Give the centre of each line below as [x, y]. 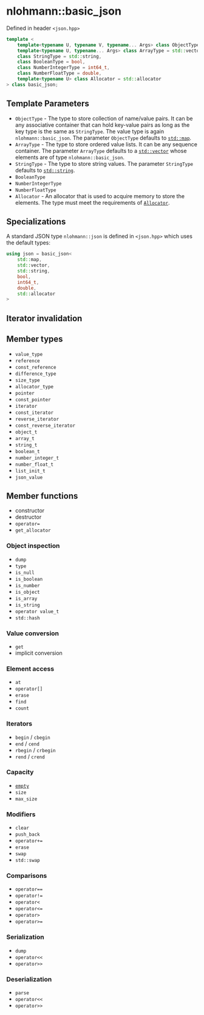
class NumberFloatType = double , [59, 73]
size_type [28, 380]
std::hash [28, 618]
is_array [26, 599]
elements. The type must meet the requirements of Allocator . [92, 202]
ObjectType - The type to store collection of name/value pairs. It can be [104, 118]
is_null [25, 572]
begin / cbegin [32, 737]
